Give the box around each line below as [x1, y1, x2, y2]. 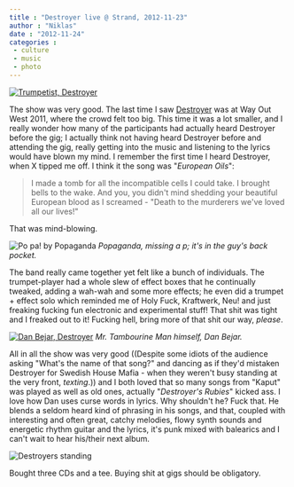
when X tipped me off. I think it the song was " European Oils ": [9, 161, 235, 171]
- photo [12, 63, 42, 72]
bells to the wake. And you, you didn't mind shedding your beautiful [30, 187, 278, 198]
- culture [12, 46, 50, 55]
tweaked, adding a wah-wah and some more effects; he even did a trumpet [9, 286, 284, 296]
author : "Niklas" [9, 21, 77, 30]
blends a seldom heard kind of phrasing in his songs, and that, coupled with [9, 405, 286, 415]
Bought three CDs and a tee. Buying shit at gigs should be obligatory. [9, 467, 261, 478]
